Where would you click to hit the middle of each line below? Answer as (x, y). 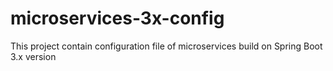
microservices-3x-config (117, 18)
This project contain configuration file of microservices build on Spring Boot (166, 46)
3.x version (33, 56)
